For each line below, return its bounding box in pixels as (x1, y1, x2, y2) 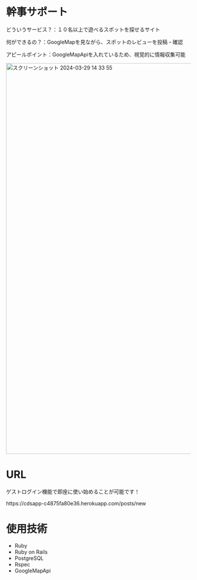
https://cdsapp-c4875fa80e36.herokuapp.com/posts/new (6, 499, 147, 506)
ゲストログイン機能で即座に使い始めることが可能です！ (6, 488, 140, 495)
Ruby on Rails (14, 548, 48, 555)
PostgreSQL (14, 554, 44, 562)
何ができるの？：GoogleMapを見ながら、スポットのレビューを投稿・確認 (6, 38, 184, 45)
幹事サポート (6, 5, 69, 19)
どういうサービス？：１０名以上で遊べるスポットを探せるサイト (6, 26, 160, 33)
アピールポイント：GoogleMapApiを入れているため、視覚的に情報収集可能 (6, 51, 186, 58)
